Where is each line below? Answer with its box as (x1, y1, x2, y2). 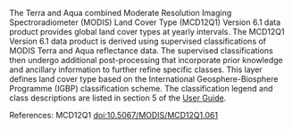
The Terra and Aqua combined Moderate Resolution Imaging (9, 8, 232, 18)
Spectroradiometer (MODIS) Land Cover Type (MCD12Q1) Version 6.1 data (9, 17, 281, 28)
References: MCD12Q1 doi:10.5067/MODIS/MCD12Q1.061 (9, 110, 219, 120)
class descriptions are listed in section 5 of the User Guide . (9, 93, 227, 103)
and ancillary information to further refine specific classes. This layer (9, 64, 263, 75)
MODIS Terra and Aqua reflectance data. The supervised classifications (9, 45, 274, 56)
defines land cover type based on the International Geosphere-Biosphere (9, 74, 279, 84)
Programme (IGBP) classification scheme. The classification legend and (9, 84, 273, 93)
